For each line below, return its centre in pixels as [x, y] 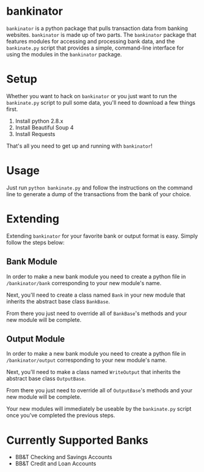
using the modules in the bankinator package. [64, 54]
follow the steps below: [36, 242]
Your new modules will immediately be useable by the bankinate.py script [99, 409]
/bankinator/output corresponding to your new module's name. [87, 360]
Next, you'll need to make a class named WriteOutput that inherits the [93, 372]
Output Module [36, 339]
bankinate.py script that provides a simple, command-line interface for [95, 48]
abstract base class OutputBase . [46, 379]
